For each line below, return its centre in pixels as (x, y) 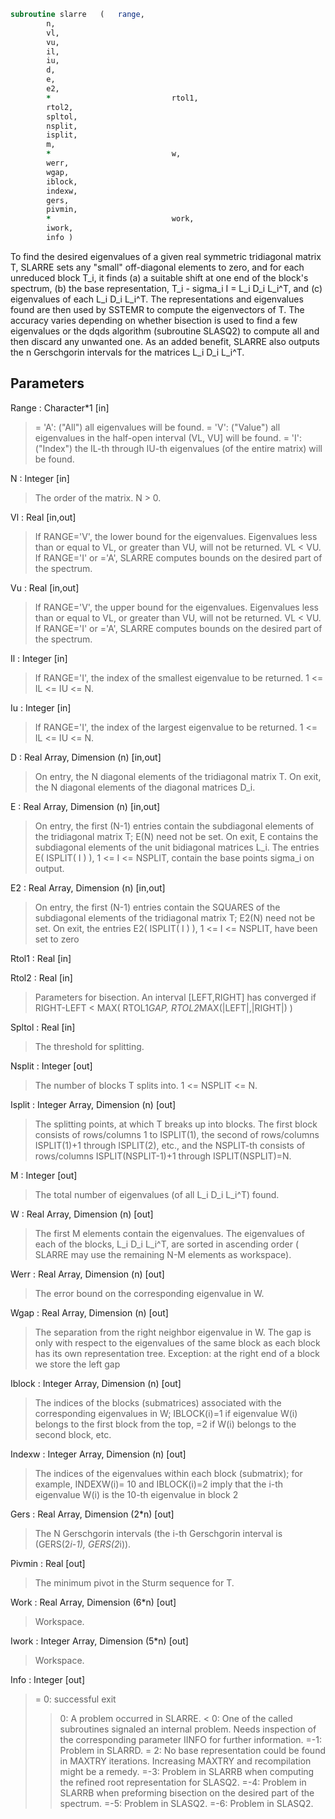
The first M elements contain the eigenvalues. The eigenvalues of (169, 1233)
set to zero (57, 939)
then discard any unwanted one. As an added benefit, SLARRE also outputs (165, 341)
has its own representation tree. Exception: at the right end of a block (177, 1353)
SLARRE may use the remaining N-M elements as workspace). (163, 1254)
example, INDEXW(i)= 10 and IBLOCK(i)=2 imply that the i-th (159, 1484)
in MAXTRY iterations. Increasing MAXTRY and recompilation (185, 1761)
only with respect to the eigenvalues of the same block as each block (177, 1342)
